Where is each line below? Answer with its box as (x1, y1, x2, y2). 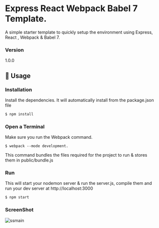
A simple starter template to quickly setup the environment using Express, (5, 29, 153, 35)
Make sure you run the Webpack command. (5, 134, 93, 140)
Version (5, 47, 24, 53)
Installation (5, 86, 33, 93)
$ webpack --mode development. (5, 144, 69, 148)
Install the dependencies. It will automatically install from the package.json (5, 97, 154, 103)
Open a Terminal (5, 123, 45, 130)
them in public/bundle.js (5, 157, 53, 163)
